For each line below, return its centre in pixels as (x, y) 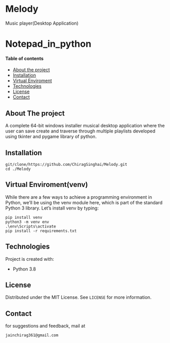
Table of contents (24, 58)
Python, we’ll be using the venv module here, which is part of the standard (84, 202)
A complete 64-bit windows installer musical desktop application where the (85, 126)
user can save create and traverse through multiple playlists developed (80, 131)
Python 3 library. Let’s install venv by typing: (52, 208)
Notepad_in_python (48, 44)
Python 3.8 (24, 269)
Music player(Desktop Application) (42, 23)
